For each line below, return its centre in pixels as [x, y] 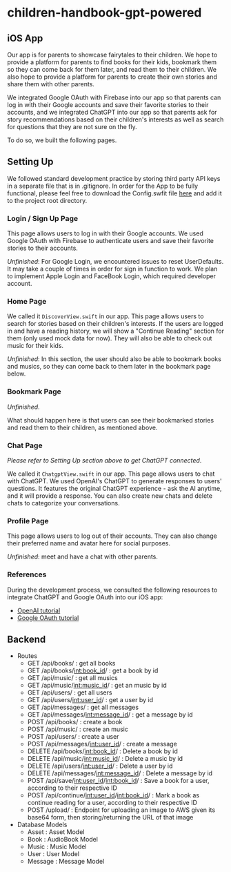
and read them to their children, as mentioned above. [82, 427]
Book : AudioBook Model [63, 840]
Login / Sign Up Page [43, 218]
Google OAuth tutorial [48, 618]
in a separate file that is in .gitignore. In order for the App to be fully [103, 186]
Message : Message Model [66, 862]
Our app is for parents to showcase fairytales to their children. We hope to [112, 55]
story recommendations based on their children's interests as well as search [115, 119]
